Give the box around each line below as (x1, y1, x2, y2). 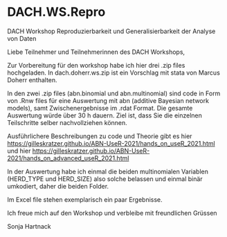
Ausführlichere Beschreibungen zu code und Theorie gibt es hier (7, 132, 192, 140)
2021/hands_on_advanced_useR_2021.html (7, 153, 129, 162)
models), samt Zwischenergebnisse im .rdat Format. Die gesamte (7, 104, 193, 112)
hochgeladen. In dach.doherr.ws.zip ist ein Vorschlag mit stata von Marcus (7, 68, 220, 77)
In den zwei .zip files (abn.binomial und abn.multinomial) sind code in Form (7, 89, 221, 97)
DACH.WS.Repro (7, 4, 106, 20)
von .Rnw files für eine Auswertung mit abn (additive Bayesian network (7, 96, 210, 104)
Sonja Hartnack (7, 222, 51, 230)
